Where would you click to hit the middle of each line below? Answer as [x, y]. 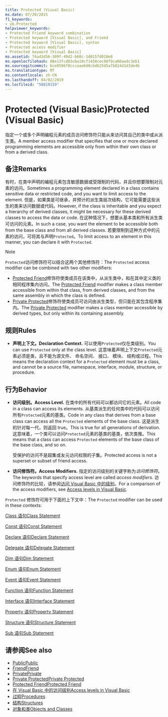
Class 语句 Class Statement [33, 516]
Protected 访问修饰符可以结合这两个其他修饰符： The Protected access [77, 262]
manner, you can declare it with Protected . [49, 242]
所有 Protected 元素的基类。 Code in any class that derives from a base [84, 415]
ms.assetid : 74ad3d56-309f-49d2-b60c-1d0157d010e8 [59, 56]
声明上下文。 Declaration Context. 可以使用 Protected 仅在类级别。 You [84, 343]
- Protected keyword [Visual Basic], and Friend [57, 38]
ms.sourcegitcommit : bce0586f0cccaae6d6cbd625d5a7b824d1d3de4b [72, 66]
